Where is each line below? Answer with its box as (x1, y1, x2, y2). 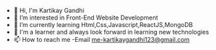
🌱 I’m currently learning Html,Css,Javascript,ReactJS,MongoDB (13, 21, 193, 28)
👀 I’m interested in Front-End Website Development (13, 14, 158, 22)
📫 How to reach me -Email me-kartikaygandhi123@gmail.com (13, 36, 190, 43)
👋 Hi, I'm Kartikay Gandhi (13, 7, 84, 14)
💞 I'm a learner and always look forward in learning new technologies (13, 28, 209, 36)
